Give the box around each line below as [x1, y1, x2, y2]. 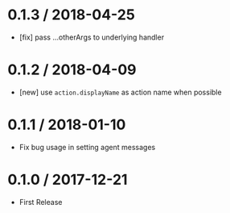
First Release [18, 197, 63, 207]
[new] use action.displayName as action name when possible [18, 87, 222, 97]
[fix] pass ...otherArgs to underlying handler [18, 32, 165, 42]
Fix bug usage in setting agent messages [18, 142, 156, 152]
